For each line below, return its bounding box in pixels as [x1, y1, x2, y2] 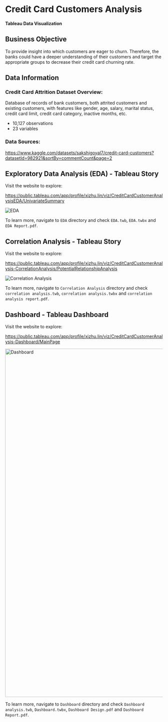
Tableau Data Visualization [5, 20, 62, 26]
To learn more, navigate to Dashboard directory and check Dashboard [5, 701, 145, 707]
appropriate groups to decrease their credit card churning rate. [5, 59, 135, 65]
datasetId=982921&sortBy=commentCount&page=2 [5, 155, 112, 161]
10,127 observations [12, 121, 53, 127]
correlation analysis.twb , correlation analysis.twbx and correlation [5, 290, 152, 297]
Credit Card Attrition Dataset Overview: [5, 88, 103, 95]
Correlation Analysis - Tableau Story [5, 237, 121, 246]
